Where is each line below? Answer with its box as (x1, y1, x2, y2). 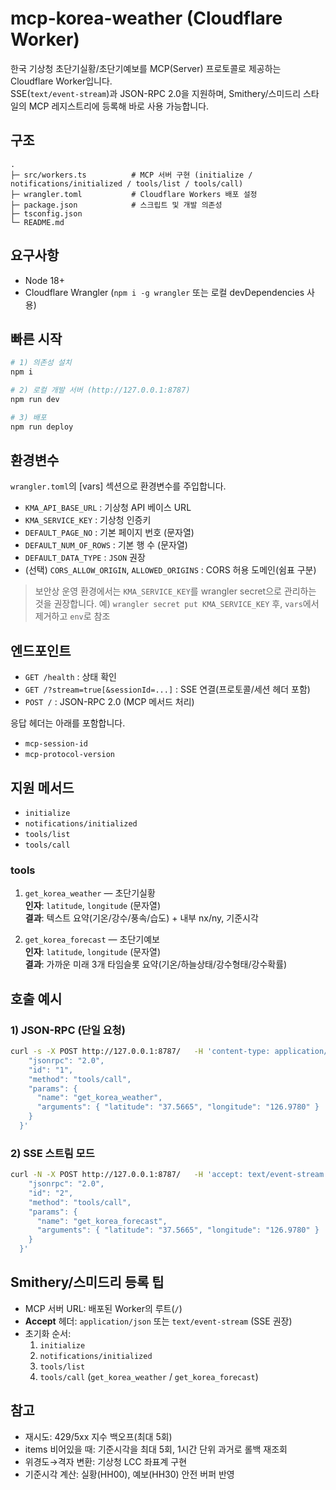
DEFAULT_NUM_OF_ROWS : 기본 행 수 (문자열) (24, 539, 188, 551)
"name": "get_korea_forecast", (36, 1216, 168, 1226)
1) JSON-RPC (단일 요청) (10, 1023, 126, 1037)
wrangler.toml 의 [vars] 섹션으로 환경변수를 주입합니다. (10, 480, 227, 492)
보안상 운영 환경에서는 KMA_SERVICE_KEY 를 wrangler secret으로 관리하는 (34, 585, 317, 597)
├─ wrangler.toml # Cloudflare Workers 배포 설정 (10, 189, 258, 199)
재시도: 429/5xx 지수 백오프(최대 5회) (24, 1430, 173, 1442)
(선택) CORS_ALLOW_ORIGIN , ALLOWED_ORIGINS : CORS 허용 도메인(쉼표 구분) (24, 564, 317, 576)
